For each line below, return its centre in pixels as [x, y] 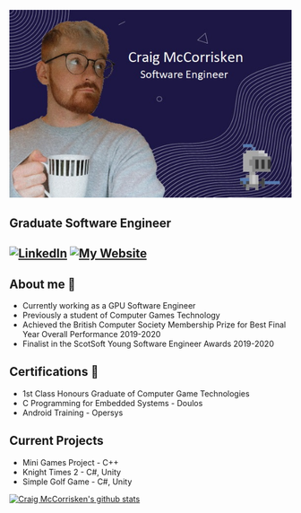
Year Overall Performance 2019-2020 [91, 334]
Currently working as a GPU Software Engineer [109, 305]
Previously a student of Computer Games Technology [121, 315]
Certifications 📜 [54, 372]
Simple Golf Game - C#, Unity [77, 482]
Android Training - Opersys [73, 413]
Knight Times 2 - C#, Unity [72, 472]
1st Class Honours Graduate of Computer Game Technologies [136, 393]
